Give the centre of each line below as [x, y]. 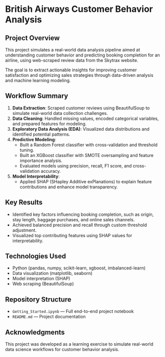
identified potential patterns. [41, 134]
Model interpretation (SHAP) [41, 279]
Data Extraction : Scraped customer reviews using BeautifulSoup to [81, 108]
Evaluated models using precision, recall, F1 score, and [76, 166]
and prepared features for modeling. [49, 124]
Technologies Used [35, 256]
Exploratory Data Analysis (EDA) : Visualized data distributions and [81, 129]
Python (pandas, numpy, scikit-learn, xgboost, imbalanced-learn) [79, 268]
